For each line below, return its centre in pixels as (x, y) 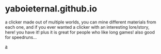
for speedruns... (21, 37)
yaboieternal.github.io (51, 9)
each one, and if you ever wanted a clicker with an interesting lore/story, (77, 27)
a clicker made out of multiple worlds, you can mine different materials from (81, 22)
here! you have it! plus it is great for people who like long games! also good (80, 32)
